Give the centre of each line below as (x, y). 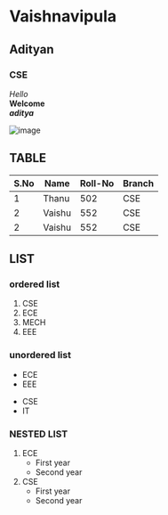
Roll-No (97, 183)
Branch (138, 183)
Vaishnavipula (63, 16)
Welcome (27, 103)
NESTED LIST (39, 434)
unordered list (40, 356)
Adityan (32, 49)
